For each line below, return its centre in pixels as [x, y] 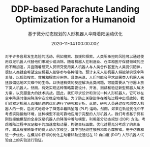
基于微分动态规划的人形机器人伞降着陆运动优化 [75, 33]
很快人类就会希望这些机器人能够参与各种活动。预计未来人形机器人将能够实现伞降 [74, 72]
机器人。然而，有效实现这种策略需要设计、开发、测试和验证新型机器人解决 [80, 88]
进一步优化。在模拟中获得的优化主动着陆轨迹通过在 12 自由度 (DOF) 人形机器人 [73, 134]
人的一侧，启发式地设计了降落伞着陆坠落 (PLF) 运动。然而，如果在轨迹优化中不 [76, 108]
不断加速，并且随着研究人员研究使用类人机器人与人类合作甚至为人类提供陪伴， [76, 67]
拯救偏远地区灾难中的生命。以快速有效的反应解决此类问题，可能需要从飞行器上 [73, 82]
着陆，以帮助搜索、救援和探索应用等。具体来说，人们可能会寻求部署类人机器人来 [74, 77]
